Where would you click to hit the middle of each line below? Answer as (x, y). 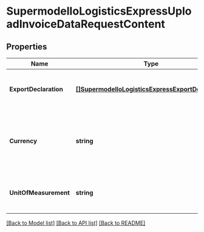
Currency (23, 141)
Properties (27, 47)
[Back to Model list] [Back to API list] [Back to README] (76, 223)
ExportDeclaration (36, 89)
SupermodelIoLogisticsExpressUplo (99, 11)
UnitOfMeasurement (39, 193)
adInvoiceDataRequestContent (86, 24)
